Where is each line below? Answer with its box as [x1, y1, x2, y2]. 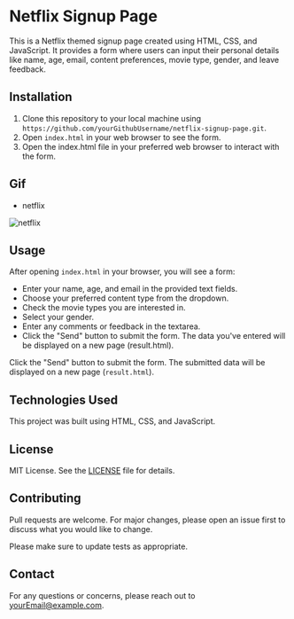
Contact [9, 567, 55, 582]
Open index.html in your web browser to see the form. [21, 131, 221, 143]
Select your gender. [21, 312, 95, 323]
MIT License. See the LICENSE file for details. [9, 466, 175, 475]
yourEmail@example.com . [9, 599, 104, 610]
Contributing [9, 490, 81, 506]
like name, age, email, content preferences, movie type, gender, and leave [9, 54, 280, 65]
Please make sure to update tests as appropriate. [9, 541, 189, 552]
